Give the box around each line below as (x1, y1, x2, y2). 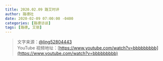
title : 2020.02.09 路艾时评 (5, 7, 60, 12)
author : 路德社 (5, 12, 34, 16)
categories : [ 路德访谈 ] (5, 20, 51, 26)
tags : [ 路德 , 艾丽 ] (5, 25, 42, 30)
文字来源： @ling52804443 (17, 39, 72, 45)
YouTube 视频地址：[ (17, 45, 60, 51)
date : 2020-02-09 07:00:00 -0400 (5, 16, 74, 21)
